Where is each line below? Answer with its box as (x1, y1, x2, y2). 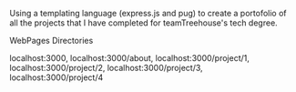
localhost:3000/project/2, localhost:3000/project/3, (9, 63, 203, 73)
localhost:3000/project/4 (9, 72, 104, 83)
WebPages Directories (9, 36, 94, 46)
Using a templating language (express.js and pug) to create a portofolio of (9, 8, 287, 18)
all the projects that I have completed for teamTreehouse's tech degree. (9, 17, 278, 28)
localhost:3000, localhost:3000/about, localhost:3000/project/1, (9, 53, 250, 63)
